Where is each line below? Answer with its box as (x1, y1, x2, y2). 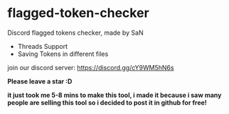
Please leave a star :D (7, 76, 73, 86)
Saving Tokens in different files (17, 50, 109, 58)
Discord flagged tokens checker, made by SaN (7, 28, 144, 37)
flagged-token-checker (7, 5, 149, 21)
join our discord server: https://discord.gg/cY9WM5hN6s (7, 63, 174, 72)
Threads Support (17, 42, 68, 50)
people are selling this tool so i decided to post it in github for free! (7, 98, 208, 107)
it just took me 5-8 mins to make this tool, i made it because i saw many (7, 91, 222, 99)
